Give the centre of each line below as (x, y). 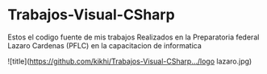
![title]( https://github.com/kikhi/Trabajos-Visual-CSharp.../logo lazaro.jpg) (130, 61)
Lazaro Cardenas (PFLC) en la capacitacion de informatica (105, 45)
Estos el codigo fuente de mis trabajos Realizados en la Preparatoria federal (133, 37)
